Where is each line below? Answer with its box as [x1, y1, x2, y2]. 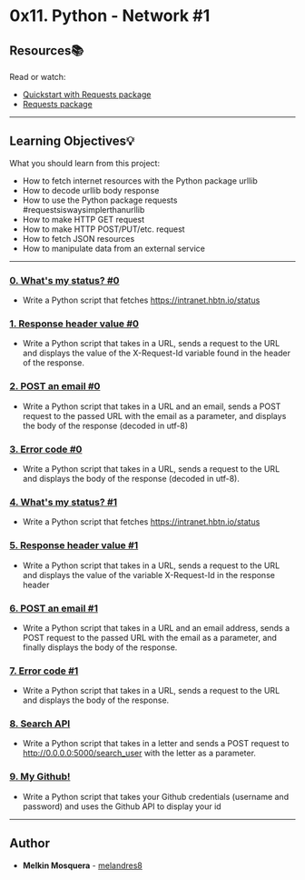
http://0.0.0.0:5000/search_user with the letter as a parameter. [22, 747, 257, 759]
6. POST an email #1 [9, 602, 98, 615]
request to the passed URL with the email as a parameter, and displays [22, 410, 287, 421]
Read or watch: [9, 72, 66, 82]
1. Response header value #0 [9, 317, 139, 330]
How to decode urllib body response [22, 185, 160, 195]
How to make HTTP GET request [22, 214, 145, 225]
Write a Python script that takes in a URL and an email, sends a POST [22, 401, 281, 412]
